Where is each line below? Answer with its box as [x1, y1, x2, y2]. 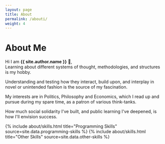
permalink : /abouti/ [5, 16, 48, 21]
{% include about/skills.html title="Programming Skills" [5, 123, 117, 129]
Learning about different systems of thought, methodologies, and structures [5, 64, 161, 70]
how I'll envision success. [5, 114, 57, 120]
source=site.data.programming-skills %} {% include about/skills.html [5, 129, 146, 135]
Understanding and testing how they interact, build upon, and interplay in [5, 79, 155, 85]
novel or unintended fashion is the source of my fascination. [5, 84, 128, 90]
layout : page [5, 7, 32, 12]
